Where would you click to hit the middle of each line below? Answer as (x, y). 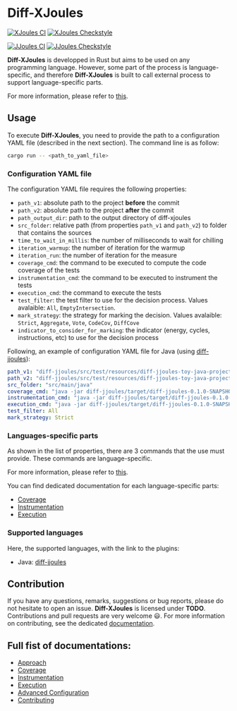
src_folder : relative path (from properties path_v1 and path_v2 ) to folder (122, 225)
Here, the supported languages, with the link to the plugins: (93, 548)
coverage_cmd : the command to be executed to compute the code (112, 262)
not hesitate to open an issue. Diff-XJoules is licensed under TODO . (107, 609)
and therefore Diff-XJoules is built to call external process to (122, 75)
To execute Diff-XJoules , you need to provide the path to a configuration (114, 135)
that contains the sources (54, 232)
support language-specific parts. (55, 82)
